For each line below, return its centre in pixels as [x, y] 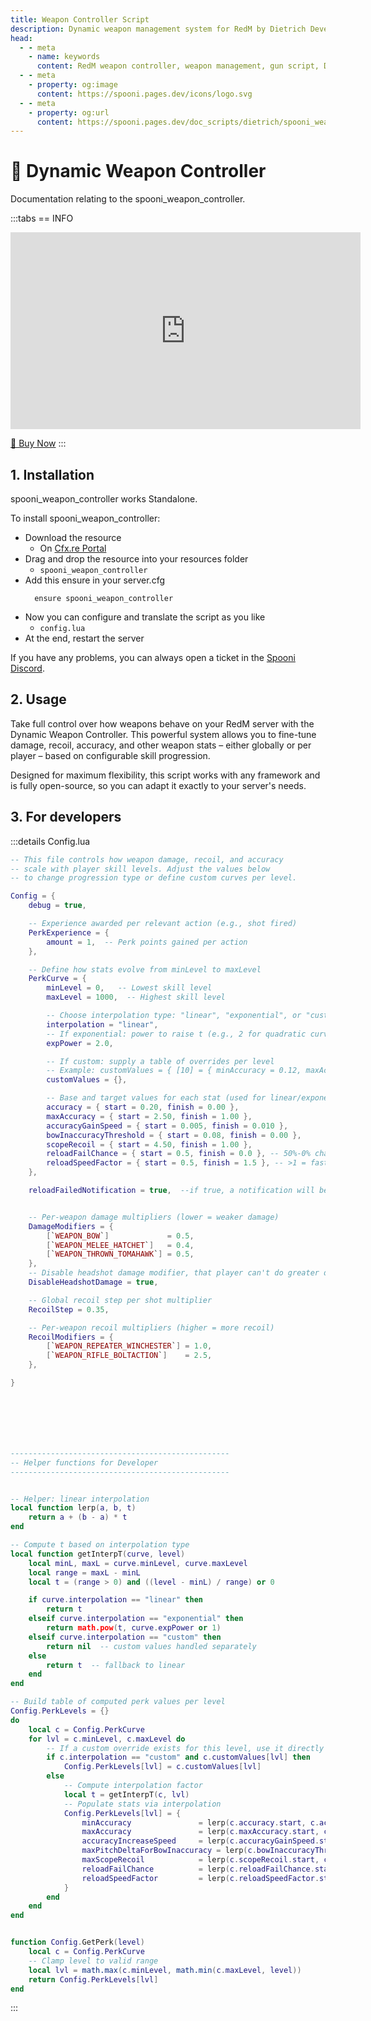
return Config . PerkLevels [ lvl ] [93, 1979]
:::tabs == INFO [42, 218]
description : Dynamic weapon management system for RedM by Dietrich [158, 29]
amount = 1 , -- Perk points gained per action [147, 942]
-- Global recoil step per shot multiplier [120, 1300]
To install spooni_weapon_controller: [85, 518]
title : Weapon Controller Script [80, 19]
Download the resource [73, 537]
